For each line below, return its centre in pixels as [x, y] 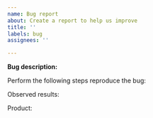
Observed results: [33, 95]
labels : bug [25, 34]
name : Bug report [33, 14]
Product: [20, 108]
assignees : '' [28, 41]
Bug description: [33, 67]
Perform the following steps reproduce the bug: [77, 81]
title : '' [22, 27]
